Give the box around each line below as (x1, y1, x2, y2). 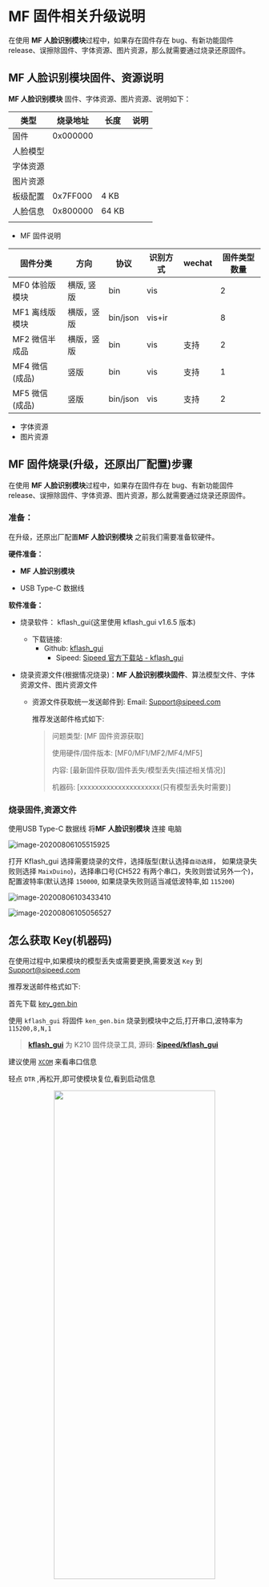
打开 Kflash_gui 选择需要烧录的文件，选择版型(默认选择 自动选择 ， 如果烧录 (8, 856, 251, 866)
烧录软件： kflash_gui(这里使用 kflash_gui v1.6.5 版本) (19, 617, 196, 626)
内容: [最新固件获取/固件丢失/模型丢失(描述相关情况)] (51, 765, 226, 775)
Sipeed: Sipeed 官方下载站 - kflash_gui (55, 653, 184, 662)
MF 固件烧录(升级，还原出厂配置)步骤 (8, 458, 193, 472)
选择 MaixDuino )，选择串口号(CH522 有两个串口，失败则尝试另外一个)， (22, 867, 258, 876)
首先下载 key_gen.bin (8, 998, 78, 1008)
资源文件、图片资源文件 (19, 679, 98, 690)
